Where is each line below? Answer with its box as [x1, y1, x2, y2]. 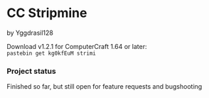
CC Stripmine [6, 5, 87, 21]
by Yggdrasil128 [6, 28, 54, 37]
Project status [6, 66, 56, 76]
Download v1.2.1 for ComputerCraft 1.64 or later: [6, 42, 147, 50]
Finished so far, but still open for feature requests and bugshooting [6, 82, 203, 91]
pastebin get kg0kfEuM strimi [6, 50, 97, 57]
